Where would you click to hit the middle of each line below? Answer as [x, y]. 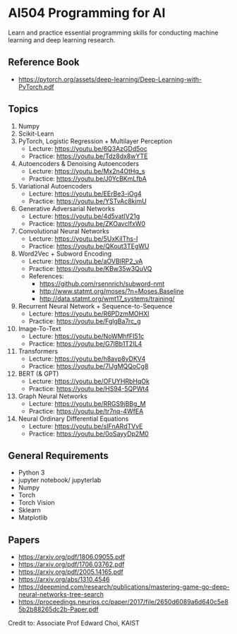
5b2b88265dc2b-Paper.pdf [59, 609]
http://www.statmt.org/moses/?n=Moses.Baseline [111, 291]
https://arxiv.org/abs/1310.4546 [64, 580]
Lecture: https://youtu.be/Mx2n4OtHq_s [87, 171]
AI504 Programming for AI [87, 13]
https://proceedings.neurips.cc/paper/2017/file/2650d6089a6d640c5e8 [123, 602]
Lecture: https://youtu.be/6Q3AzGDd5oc [88, 148]
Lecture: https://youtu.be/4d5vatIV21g [84, 216]
